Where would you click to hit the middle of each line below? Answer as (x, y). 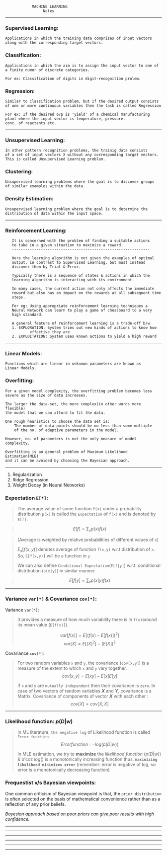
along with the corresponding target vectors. (54, 43)
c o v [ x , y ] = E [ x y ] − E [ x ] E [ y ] (90, 676)
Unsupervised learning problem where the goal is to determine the (77, 209)
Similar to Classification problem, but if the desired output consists (82, 101)
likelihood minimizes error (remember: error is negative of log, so (86, 765)
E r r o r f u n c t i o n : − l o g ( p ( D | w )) (90, 744)
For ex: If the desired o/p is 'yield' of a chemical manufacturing (78, 114)
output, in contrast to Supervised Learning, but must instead (79, 263)
